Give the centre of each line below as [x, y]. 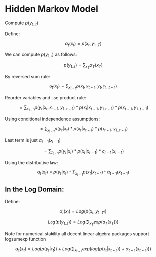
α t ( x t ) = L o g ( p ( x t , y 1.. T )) [83, 212]
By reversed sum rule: [27, 77]
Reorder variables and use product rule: [46, 97]
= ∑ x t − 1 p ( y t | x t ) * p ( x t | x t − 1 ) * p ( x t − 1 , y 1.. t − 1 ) [84, 129]
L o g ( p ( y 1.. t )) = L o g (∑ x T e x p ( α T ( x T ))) [83, 223]
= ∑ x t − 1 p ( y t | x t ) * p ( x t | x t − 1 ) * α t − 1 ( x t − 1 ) [84, 152]
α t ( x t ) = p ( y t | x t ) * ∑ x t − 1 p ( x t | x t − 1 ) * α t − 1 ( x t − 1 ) [83, 173]
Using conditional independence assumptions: [52, 119]
